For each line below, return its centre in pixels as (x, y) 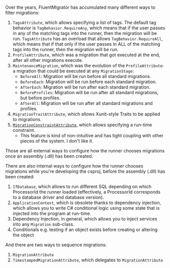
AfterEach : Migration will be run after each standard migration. (85, 87)
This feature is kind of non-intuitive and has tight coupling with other (92, 136)
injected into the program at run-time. (52, 213)
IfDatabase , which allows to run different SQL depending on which (82, 186)
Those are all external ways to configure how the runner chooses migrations (85, 151)
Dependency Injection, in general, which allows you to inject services (85, 219)
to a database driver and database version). (58, 197)
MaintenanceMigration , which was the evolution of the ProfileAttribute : (88, 66)
